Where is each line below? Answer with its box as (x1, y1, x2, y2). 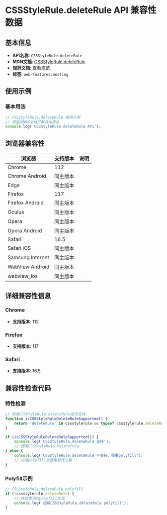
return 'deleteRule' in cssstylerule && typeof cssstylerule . (14, 421, 146, 426)
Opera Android (7, 227, 42, 234)
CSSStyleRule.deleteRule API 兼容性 (5, 4, 157, 16)
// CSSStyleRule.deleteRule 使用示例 (5, 115, 81, 120)
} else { (5, 448, 23, 453)
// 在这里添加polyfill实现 (14, 496, 65, 501)
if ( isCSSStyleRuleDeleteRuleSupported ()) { (5, 434, 99, 439)
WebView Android (7, 263, 50, 270)
